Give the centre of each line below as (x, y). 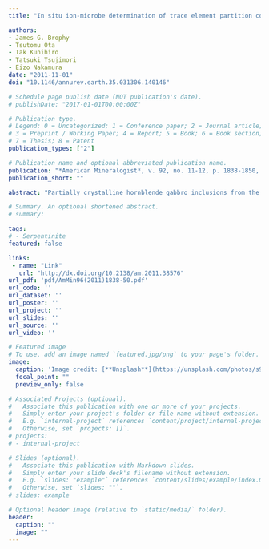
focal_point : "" (42, 377)
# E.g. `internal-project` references (77, 422)
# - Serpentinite (37, 236)
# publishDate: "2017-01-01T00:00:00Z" (75, 104)
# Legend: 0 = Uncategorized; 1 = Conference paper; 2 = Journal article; (136, 126)
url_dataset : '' (35, 296)
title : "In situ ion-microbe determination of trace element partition (130, 16)
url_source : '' (34, 325)
